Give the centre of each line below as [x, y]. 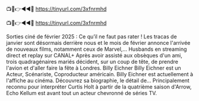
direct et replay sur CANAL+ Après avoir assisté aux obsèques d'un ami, [94, 55]
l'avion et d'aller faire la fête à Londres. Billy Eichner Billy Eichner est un [94, 68]
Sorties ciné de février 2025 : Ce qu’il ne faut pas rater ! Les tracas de [91, 37]
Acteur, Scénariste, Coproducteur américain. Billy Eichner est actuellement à [100, 74]
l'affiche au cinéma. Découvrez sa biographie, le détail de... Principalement [98, 80]
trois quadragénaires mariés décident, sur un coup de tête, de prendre [92, 62]
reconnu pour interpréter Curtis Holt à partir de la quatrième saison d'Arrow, [99, 87]
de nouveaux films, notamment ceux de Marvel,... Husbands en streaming [97, 49]
